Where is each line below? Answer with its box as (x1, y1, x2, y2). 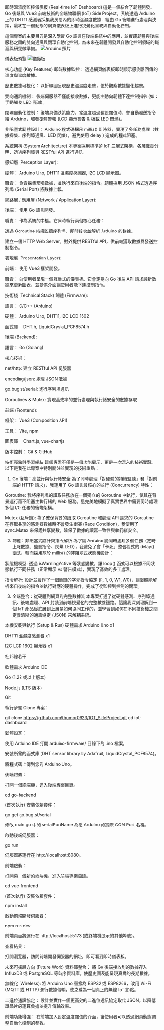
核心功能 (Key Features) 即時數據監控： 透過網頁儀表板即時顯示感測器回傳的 (5, 66, 158, 72)
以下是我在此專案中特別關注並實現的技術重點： (5, 465, 99, 471)
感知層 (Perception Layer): (5, 159, 58, 165)
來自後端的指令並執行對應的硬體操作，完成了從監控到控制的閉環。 (9, 583, 142, 589)
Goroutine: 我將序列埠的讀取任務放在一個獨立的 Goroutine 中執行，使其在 (5, 492, 152, 498)
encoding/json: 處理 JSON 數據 (5, 376, 68, 382)
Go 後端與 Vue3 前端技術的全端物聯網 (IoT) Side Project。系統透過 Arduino (5, 10, 155, 16)
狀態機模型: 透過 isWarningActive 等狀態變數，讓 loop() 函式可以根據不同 (5, 561, 151, 566)
